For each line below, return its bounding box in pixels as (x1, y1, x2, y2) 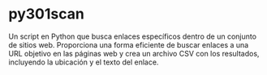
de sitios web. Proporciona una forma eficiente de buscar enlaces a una (8, 40, 249, 49)
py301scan (8, 5, 85, 23)
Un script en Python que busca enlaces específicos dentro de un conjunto (8, 31, 257, 41)
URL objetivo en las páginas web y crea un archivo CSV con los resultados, (8, 48, 260, 58)
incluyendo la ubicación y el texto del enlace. (8, 57, 159, 67)
